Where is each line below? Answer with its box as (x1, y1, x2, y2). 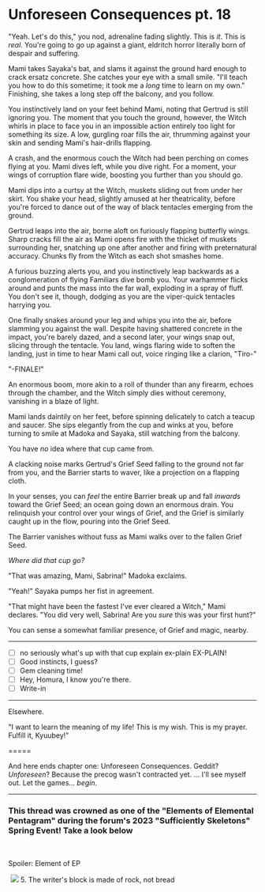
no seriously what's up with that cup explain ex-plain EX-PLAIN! (19, 648, 227, 657)
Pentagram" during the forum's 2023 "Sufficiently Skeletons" (8, 815, 251, 826)
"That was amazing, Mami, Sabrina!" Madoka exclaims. (8, 571, 188, 580)
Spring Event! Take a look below (8, 825, 133, 836)
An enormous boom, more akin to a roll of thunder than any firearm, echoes (8, 380, 254, 389)
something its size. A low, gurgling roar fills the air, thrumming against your (8, 129, 251, 139)
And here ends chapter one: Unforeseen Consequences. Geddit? (8, 762, 219, 771)
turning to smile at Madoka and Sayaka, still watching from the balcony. (8, 429, 241, 438)
